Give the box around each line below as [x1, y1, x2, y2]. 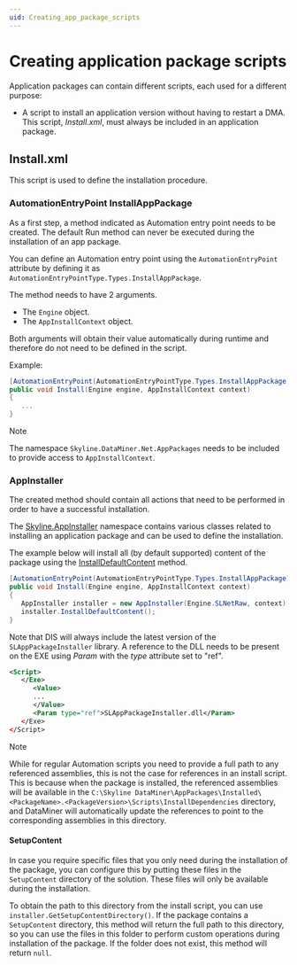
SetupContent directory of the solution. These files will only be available [9, 874, 269, 884]
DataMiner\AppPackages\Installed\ [134, 788, 263, 798]
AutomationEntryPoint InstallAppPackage [9, 197, 193, 209]
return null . [9, 947, 52, 958]
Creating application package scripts [9, 51, 287, 71]
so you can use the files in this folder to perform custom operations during [9, 928, 280, 939]
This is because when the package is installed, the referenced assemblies [9, 777, 278, 788]
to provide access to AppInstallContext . [9, 453, 156, 463]
